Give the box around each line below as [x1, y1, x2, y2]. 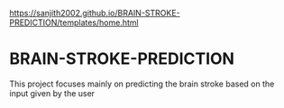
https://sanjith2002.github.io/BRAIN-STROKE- [9, 8, 180, 18]
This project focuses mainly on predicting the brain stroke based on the [9, 78, 275, 89]
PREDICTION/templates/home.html [9, 17, 139, 28]
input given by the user [9, 87, 96, 98]
